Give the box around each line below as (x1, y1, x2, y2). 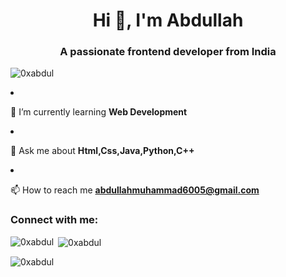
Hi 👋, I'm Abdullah (92, 9, 244, 32)
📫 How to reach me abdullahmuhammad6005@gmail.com (10, 184, 260, 196)
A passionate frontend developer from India (59, 45, 277, 59)
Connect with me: (10, 213, 99, 227)
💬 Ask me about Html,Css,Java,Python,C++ (10, 145, 195, 157)
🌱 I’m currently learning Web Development (10, 106, 188, 118)
